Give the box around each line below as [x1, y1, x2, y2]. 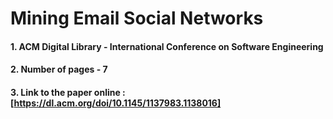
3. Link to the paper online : [10, 86, 126, 98]
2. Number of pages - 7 [10, 63, 108, 76]
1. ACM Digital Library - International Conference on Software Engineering [10, 40, 324, 52]
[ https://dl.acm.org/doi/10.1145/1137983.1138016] [10, 97, 222, 109]
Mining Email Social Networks [10, 7, 264, 30]
